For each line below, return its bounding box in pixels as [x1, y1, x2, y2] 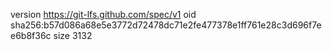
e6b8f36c [10, 30, 52, 41]
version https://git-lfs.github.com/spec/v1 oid [10, 9, 197, 20]
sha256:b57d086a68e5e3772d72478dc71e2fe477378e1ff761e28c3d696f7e [10, 19, 322, 31]
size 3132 [53, 30, 93, 41]
